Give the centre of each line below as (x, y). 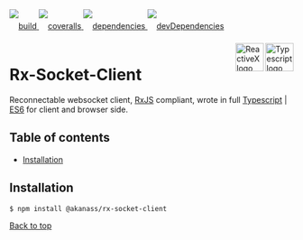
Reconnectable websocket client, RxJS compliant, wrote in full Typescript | (148, 99)
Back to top (31, 226)
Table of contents (60, 138)
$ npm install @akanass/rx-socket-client (88, 208)
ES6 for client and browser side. (69, 109)
